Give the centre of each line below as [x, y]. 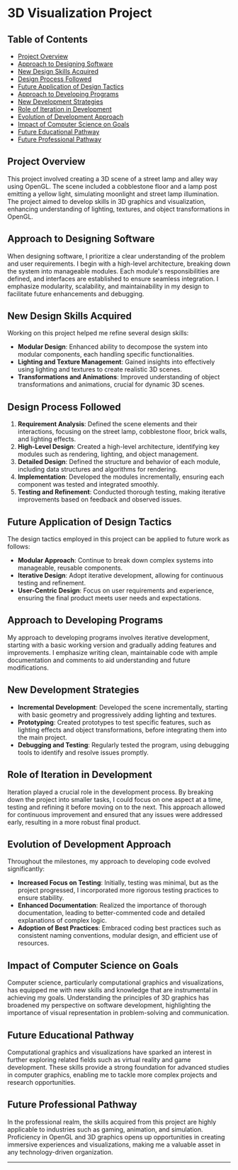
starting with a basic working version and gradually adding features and [112, 645]
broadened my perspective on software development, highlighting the [109, 1005]
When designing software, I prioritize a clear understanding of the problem [116, 256]
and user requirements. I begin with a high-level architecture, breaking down [119, 264]
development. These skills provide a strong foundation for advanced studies [118, 1067]
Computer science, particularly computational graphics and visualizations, [116, 982]
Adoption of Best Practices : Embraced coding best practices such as [119, 928]
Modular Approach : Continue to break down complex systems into [115, 560]
